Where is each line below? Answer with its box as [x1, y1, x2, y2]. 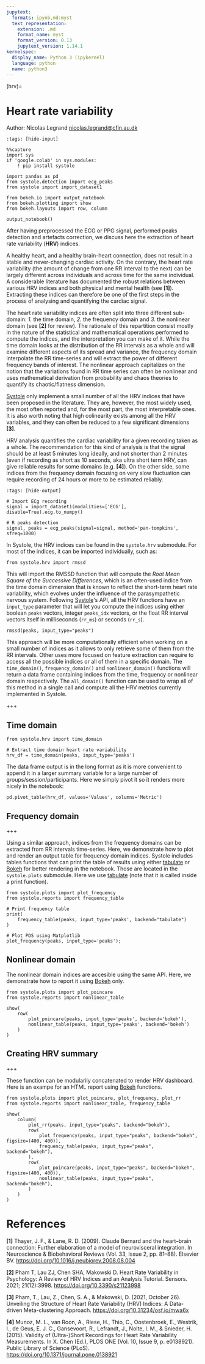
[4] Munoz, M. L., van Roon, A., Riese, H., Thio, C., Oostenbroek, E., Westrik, [6, 1318, 198, 1325]
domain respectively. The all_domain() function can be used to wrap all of [6, 677, 193, 685]
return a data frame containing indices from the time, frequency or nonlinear [6, 671, 198, 678]
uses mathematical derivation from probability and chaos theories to [6, 374, 178, 382]
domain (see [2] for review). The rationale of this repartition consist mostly [6, 322, 194, 330]
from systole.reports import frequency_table [6, 895, 124, 901]
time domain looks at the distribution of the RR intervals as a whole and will [6, 342, 195, 349]
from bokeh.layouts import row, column [6, 206, 108, 212]
